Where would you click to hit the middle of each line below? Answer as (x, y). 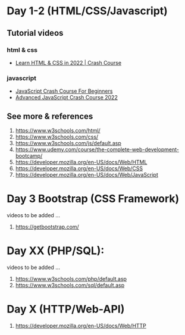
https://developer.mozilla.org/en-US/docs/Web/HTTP (81, 325)
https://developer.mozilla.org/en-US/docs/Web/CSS (79, 168)
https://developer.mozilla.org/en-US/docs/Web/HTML (81, 162)
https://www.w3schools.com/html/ (58, 130)
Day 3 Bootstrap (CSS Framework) (93, 199)
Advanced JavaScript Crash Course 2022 (66, 98)
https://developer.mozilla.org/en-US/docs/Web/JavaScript (87, 174)
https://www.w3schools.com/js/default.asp (68, 143)
